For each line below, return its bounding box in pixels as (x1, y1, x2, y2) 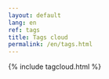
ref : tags (8, 26, 41, 34)
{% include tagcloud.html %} (8, 62, 102, 71)
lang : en (8, 19, 37, 27)
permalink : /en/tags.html (8, 41, 93, 48)
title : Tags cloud (8, 33, 68, 41)
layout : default (8, 11, 61, 20)
